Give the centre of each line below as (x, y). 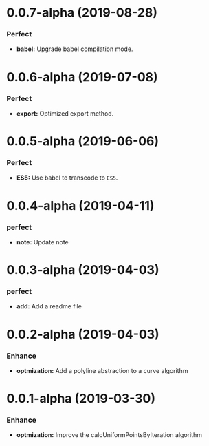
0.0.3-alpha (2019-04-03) (83, 270)
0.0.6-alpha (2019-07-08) (82, 77)
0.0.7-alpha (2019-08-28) (82, 13)
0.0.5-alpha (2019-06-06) (83, 141)
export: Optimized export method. (65, 113)
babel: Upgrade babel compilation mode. (75, 49)
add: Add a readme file (49, 306)
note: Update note (43, 242)
